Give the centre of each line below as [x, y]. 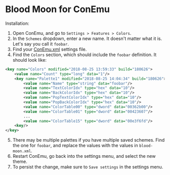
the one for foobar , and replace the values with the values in [75, 146]
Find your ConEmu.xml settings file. [50, 49]
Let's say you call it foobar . [41, 43]
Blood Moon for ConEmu [58, 9]
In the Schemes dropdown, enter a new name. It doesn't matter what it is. [87, 38]
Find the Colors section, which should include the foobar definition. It [84, 55]
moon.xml [22, 151]
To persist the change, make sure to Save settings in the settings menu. [88, 167]
